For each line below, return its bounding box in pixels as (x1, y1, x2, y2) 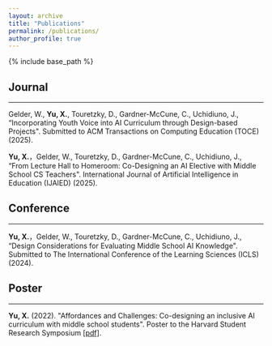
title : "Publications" (8, 19, 85, 28)
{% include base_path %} (8, 57, 94, 66)
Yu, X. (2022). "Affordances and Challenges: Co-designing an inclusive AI (8, 310, 255, 320)
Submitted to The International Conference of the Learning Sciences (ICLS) (8, 249, 259, 259)
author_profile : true (8, 34, 82, 43)
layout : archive (8, 11, 63, 20)
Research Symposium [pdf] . (8, 327, 102, 337)
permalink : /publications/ (8, 27, 100, 35)
